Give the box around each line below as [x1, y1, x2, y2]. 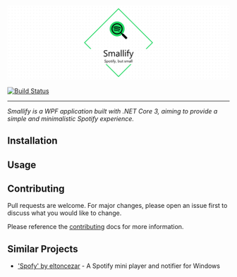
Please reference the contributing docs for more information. [7, 223, 184, 231]
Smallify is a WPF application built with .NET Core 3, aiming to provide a [7, 106, 218, 115]
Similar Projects [7, 242, 79, 255]
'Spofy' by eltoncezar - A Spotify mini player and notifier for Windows [17, 261, 221, 270]
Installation [7, 135, 58, 147]
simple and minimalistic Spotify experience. [7, 114, 134, 123]
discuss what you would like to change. [7, 209, 122, 217]
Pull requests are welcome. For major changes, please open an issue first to [7, 202, 228, 210]
